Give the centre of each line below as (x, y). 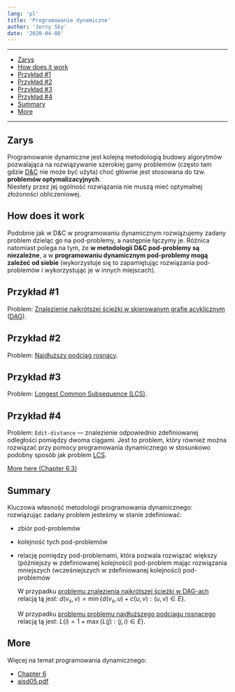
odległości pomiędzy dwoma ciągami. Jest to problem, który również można (117, 440)
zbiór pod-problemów (49, 528)
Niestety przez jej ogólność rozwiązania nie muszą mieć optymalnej (105, 187)
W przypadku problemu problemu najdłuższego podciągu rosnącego (116, 614)
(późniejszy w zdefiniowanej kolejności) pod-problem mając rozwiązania (122, 563)
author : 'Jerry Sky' (37, 27)
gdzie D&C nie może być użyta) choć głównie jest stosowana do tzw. (107, 172)
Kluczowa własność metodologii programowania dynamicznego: (100, 507)
